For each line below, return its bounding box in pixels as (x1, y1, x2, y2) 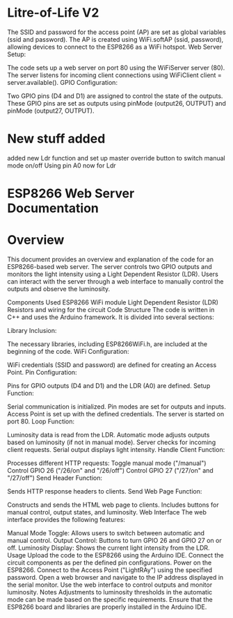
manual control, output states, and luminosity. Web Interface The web (7, 508, 207, 516)
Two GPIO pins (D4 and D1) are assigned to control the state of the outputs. (7, 92, 223, 100)
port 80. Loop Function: (7, 417, 75, 425)
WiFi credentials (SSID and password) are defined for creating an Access (7, 361, 217, 369)
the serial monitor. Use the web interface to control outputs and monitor (7, 580, 213, 589)
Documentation (7, 200, 99, 216)
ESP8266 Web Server (7, 186, 135, 202)
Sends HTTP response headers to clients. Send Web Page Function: (7, 487, 202, 495)
